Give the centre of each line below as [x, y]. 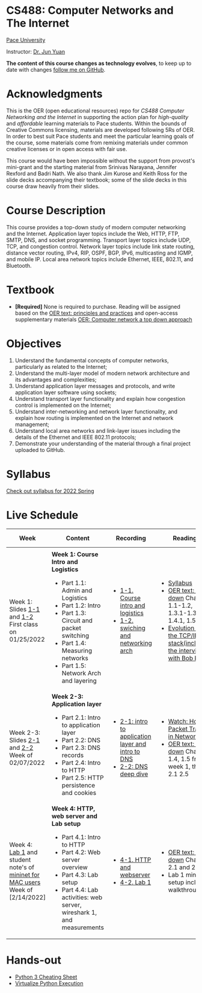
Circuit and [77, 620]
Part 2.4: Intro [81, 763]
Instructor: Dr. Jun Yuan [35, 51]
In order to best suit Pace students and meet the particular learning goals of [100, 136]
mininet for [25, 874]
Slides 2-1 [25, 740]
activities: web [82, 897]
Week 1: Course [75, 554]
